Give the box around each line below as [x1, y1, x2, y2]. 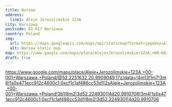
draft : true [5, 55, 31, 60]
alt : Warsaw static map [10, 46, 60, 51]
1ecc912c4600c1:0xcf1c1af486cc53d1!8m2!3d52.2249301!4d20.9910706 [5, 96, 160, 102]
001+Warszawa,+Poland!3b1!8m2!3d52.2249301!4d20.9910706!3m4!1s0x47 [5, 91, 166, 97]
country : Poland [5, 31, 40, 36]
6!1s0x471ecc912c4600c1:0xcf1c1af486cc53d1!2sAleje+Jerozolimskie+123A [5, 80, 166, 86]
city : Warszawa [5, 22, 38, 27]
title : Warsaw [5, 7, 36, 13]
